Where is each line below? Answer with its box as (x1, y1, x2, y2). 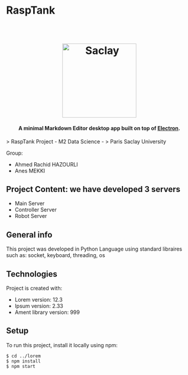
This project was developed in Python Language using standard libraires (6, 245, 183, 252)
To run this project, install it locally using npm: (6, 341, 118, 348)
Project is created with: (6, 285, 63, 292)
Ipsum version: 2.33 (14, 303, 63, 310)
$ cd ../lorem (6, 353, 41, 359)
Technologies (6, 269, 58, 279)
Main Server (14, 200, 45, 207)
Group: (6, 149, 23, 156)
